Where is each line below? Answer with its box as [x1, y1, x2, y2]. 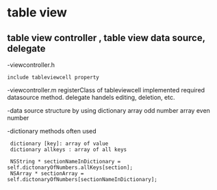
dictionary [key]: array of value [10, 140, 109, 147]
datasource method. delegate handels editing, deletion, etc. [7, 94, 175, 101]
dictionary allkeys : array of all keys [10, 146, 127, 153]
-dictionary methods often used [7, 127, 97, 135]
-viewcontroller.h [7, 61, 55, 69]
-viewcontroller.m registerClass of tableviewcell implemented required [7, 86, 205, 94]
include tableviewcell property [7, 74, 99, 81]
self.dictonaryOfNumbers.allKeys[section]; [7, 164, 133, 171]
